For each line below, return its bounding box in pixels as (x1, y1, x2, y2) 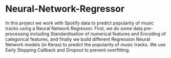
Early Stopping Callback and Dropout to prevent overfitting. (5, 47, 131, 53)
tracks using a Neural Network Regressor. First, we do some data (5, 25, 143, 31)
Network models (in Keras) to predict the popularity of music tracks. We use (5, 41, 166, 47)
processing (5, 31, 29, 37)
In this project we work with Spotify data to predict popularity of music (5, 20, 154, 26)
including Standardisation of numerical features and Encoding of (30, 31, 166, 37)
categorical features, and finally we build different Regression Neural (5, 36, 151, 42)
